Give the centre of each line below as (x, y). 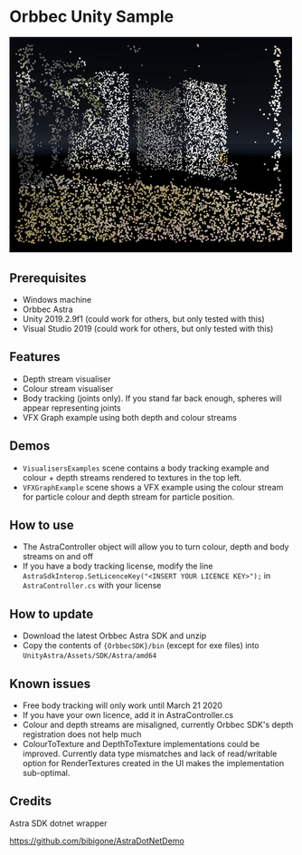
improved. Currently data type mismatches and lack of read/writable (150, 753)
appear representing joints (72, 408)
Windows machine (57, 299)
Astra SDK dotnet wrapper (58, 823)
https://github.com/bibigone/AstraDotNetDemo (97, 840)
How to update (52, 614)
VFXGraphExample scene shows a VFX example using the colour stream (153, 487)
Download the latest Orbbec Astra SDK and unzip (114, 636)
